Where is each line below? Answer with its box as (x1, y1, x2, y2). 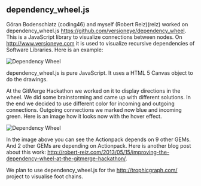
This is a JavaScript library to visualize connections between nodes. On (6, 33, 182, 41)
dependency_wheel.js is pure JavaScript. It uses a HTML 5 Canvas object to (6, 69, 193, 77)
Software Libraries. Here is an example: (6, 46, 103, 53)
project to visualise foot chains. (6, 173, 84, 180)
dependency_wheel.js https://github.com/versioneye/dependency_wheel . (6, 27, 187, 34)
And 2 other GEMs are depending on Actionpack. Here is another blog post (6, 142, 191, 149)
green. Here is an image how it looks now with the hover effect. (6, 112, 162, 120)
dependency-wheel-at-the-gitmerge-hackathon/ (6, 155, 126, 162)
